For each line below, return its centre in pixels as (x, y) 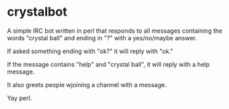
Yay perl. (19, 98)
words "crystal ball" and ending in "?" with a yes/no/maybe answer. (102, 37)
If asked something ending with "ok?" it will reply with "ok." (90, 51)
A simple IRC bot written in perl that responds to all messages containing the (115, 31)
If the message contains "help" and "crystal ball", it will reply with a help (108, 64)
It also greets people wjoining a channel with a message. (87, 84)
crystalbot (37, 12)
